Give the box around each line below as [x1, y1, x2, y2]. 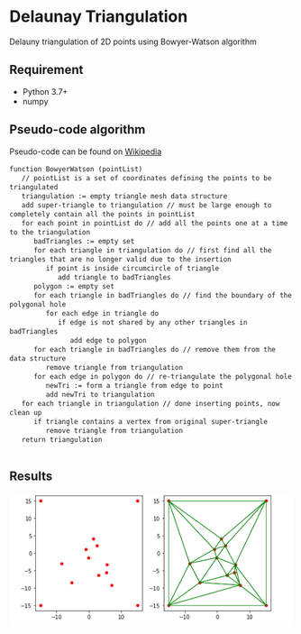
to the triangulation [9, 227, 91, 236]
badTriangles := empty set [32, 236, 135, 245]
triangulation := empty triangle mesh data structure [21, 191, 228, 200]
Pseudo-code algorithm [9, 122, 146, 137]
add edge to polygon [69, 335, 147, 345]
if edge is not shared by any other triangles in [57, 317, 248, 326]
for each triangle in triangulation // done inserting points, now [21, 399, 280, 408]
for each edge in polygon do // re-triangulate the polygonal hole [32, 372, 293, 381]
